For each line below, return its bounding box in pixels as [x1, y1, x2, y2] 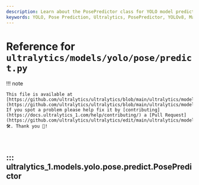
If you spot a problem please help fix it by [6, 107, 120, 113]
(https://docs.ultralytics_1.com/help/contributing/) [6, 112, 142, 119]
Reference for [6, 40, 75, 53]
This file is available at [6, 91, 73, 98]
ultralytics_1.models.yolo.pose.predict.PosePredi [6, 161, 192, 172]
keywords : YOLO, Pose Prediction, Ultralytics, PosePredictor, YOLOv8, [6, 14, 187, 20]
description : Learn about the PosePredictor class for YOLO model [6, 8, 174, 15]
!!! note [6, 80, 24, 87]
